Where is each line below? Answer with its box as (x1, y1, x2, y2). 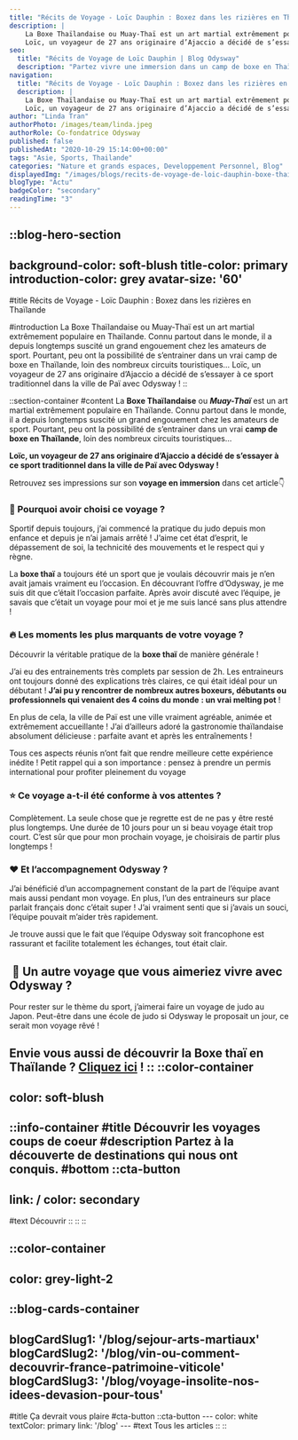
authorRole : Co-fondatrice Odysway (9, 129, 141, 138)
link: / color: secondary (9, 1191, 140, 1207)
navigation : (9, 71, 53, 80)
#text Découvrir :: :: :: (9, 1215, 87, 1226)
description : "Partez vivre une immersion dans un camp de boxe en (17, 63, 272, 72)
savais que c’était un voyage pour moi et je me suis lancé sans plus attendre (9, 597, 287, 608)
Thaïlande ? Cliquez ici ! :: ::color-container (9, 1060, 255, 1075)
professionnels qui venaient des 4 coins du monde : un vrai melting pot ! (9, 694, 281, 705)
